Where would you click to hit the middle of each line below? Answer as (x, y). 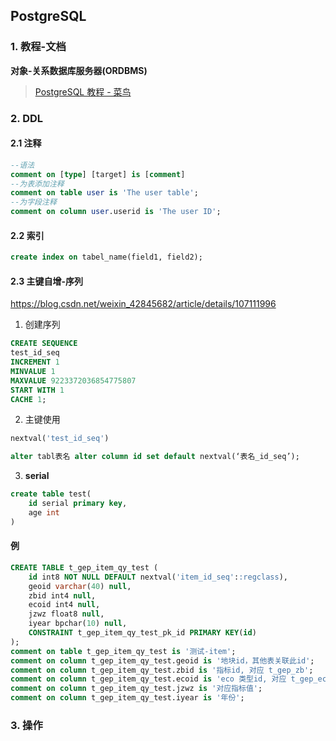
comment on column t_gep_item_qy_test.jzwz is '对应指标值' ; (136, 689)
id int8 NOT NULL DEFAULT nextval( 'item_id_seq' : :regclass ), (158, 577)
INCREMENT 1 (35, 362)
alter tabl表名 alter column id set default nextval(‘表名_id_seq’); (155, 457)
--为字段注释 (33, 202)
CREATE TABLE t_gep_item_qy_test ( (84, 567)
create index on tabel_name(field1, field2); (106, 257)
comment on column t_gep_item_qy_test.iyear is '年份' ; (127, 698)
